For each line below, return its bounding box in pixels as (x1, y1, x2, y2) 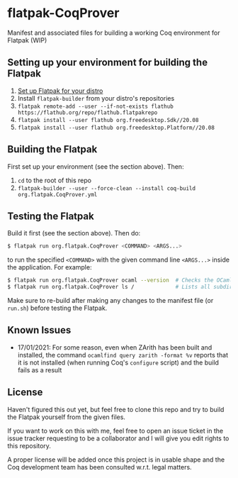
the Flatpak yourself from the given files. (7, 413, 126, 421)
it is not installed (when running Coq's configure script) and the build (17, 358, 220, 367)
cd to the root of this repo (17, 176, 92, 184)
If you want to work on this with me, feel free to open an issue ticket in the (7, 426, 224, 435)
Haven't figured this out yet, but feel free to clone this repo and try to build (7, 405, 225, 413)
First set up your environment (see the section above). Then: (7, 162, 184, 171)
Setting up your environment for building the (7, 57, 208, 69)
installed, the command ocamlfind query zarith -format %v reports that (17, 350, 229, 359)
